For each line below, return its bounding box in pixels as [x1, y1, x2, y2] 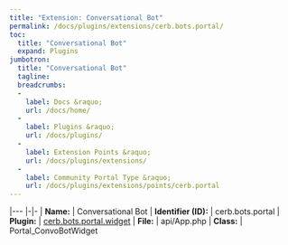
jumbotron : [9, 55, 51, 64]
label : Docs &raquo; [25, 97, 103, 107]
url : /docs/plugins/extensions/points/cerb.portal [25, 182, 220, 191]
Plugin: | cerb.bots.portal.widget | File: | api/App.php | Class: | [9, 216, 243, 227]
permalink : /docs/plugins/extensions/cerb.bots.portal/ [9, 22, 224, 31]
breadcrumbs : [17, 80, 67, 90]
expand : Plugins [17, 47, 79, 56]
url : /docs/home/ [25, 106, 91, 115]
